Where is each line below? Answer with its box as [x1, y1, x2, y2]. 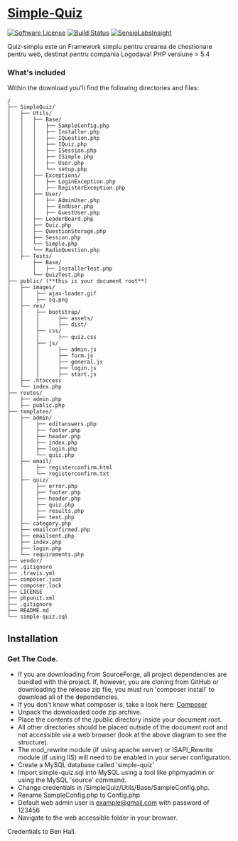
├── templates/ [7, 408, 53, 416]
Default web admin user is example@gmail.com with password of [17, 798, 210, 807]
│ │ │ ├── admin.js [7, 346, 97, 353]
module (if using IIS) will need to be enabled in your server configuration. [17, 753, 232, 761]
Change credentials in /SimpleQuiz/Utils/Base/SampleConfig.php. [17, 783, 210, 791]
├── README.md [7, 607, 50, 614]
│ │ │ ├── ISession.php [7, 147, 97, 154]
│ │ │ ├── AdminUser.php [7, 197, 100, 204]
